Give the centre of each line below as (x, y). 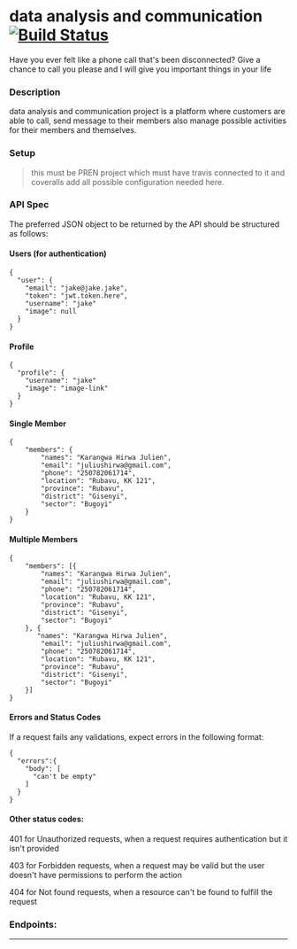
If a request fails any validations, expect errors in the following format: (137, 736)
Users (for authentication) (58, 253)
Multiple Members (43, 540)
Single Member (38, 424)
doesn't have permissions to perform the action (96, 875)
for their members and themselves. (73, 130)
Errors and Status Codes (55, 717)
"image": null (51, 312)
